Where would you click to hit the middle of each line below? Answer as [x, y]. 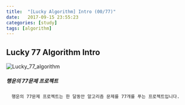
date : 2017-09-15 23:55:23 [42, 17]
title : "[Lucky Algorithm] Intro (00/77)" [61, 12]
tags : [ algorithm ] [29, 28]
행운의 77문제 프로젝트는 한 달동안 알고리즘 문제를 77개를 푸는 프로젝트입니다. [96, 97]
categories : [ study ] [32, 23]
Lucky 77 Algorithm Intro [53, 52]
